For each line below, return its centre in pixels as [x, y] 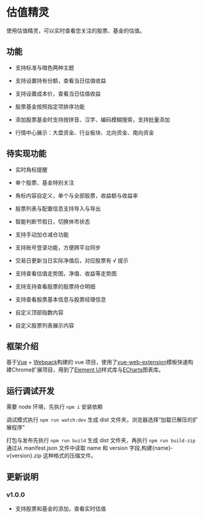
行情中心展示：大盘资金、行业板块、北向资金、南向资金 [84, 133]
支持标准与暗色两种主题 [44, 67]
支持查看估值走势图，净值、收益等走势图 [66, 273]
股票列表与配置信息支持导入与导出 [58, 208]
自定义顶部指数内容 [39, 312]
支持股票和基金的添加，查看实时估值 [61, 508]
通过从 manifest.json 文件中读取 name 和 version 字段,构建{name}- [90, 448]
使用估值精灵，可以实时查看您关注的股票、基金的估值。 [76, 31]
